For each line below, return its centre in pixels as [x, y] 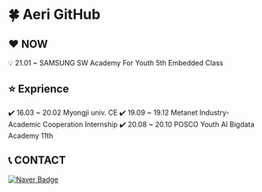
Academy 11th [31, 135]
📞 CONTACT [37, 160]
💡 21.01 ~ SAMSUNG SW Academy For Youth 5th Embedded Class [116, 63]
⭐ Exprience [39, 89]
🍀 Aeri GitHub [54, 15]
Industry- [214, 113]
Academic [25, 124]
